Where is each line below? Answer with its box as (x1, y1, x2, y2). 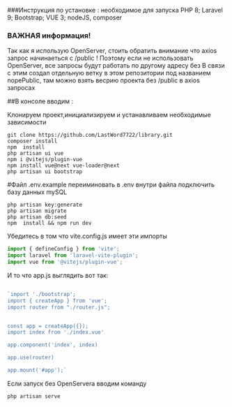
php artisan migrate (7, 207, 68, 215)
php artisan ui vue (7, 150, 64, 157)
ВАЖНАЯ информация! (7, 31, 91, 40)
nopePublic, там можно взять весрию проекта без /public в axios (7, 76, 200, 84)
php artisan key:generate (7, 202, 82, 209)
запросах (7, 84, 36, 92)
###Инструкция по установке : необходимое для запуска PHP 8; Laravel (7, 6, 223, 14)
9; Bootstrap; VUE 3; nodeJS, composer (7, 13, 123, 22)
